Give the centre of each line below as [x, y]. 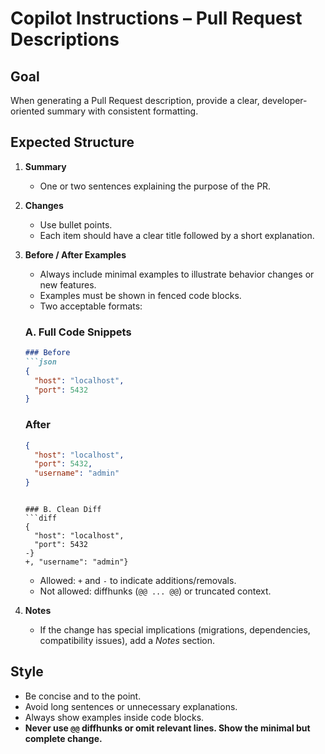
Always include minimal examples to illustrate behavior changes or [177, 274]
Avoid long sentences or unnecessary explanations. [131, 706]
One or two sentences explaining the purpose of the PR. [155, 186]
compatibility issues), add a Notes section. [127, 641]
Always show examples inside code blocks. [114, 717]
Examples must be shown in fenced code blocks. [140, 295]
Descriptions [65, 39]
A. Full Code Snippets [78, 332]
